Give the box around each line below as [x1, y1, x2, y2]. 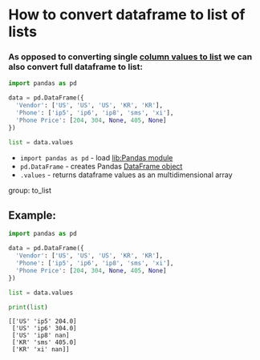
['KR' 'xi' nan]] [11, 346, 70, 354]
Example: [8, 208, 56, 222]
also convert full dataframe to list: [8, 62, 143, 73]
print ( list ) [8, 303, 48, 311]
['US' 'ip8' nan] [11, 331, 70, 340]
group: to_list [8, 185, 52, 195]
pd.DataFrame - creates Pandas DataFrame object [19, 161, 183, 171]
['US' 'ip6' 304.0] [11, 325, 78, 333]
